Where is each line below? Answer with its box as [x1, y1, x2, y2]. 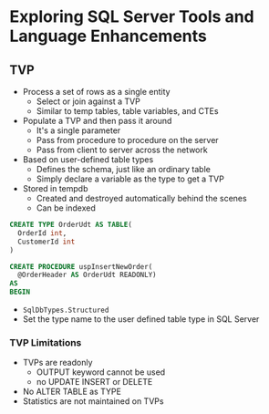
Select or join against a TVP [36, 96, 141, 107]
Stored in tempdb [22, 183, 88, 193]
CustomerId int [17, 237, 76, 246]
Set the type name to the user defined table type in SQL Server [22, 314, 260, 325]
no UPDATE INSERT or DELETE [36, 377, 153, 388]
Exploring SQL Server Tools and [9, 6, 255, 27]
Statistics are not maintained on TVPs [22, 396, 164, 407]
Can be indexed [36, 202, 96, 213]
